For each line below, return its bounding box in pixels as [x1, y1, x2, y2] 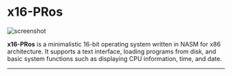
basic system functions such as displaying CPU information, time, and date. [7, 54, 222, 62]
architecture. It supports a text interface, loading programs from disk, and [7, 47, 216, 55]
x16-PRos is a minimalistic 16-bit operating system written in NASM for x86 [7, 40, 221, 48]
